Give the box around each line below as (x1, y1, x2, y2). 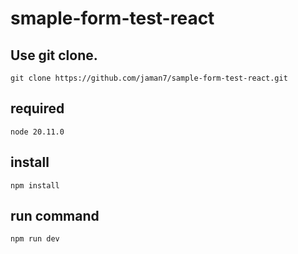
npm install (10, 180, 60, 191)
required (10, 100, 65, 117)
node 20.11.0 (10, 127, 65, 137)
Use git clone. (10, 47, 98, 64)
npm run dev (10, 234, 60, 244)
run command (10, 208, 100, 225)
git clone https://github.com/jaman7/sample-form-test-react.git (10, 73, 288, 83)
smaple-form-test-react (10, 7, 215, 30)
